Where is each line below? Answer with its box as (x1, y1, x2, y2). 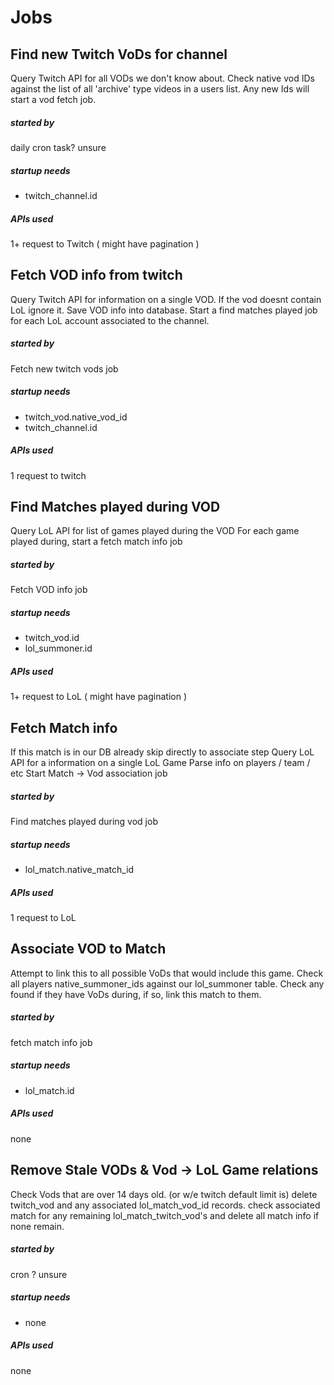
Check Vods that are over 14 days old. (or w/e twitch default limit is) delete (10, 1188, 318, 1200)
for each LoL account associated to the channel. (10, 314, 210, 326)
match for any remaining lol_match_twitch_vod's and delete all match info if (10, 1209, 320, 1221)
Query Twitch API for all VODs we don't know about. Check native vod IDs (10, 72, 315, 84)
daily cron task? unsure (10, 141, 107, 153)
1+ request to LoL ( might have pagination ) (10, 691, 188, 703)
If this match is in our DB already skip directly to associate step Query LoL (10, 746, 315, 758)
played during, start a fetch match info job (10, 536, 183, 548)
